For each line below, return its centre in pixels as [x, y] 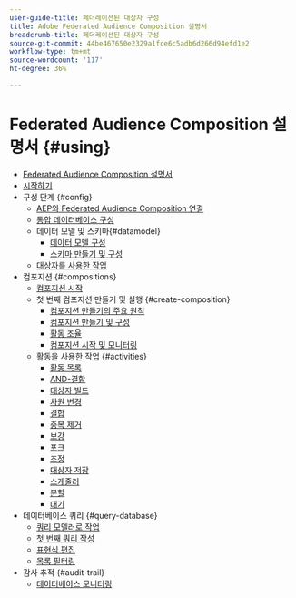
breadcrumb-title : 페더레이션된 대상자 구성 [84, 35]
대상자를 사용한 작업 [71, 265]
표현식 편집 [55, 549]
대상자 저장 [69, 470]
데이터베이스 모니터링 [74, 583]
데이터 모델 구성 [78, 242]
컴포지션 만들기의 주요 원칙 [97, 310]
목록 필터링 [55, 561]
